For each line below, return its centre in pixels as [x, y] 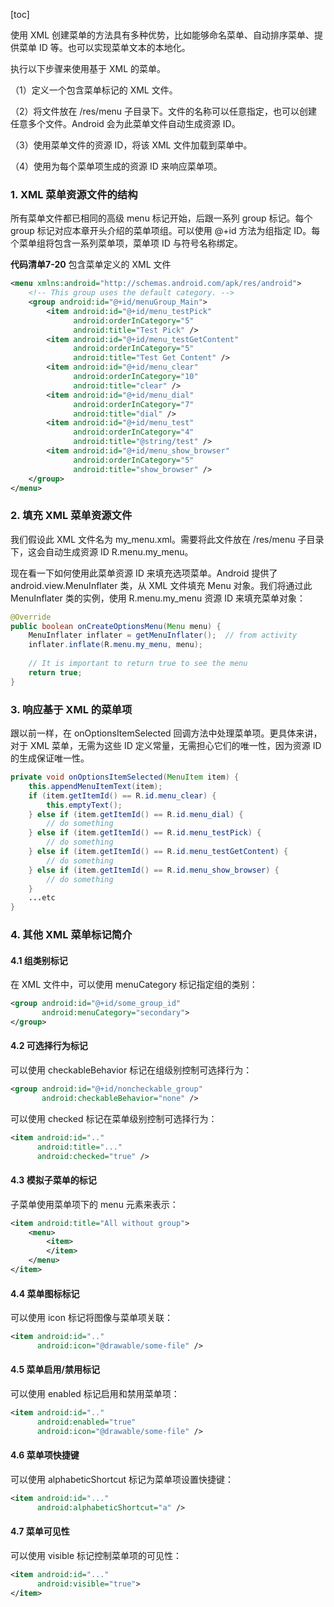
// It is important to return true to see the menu [138, 664]
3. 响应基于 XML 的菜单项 [71, 709]
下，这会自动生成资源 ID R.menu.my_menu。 [102, 551]
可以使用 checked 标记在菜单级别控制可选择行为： [114, 1118]
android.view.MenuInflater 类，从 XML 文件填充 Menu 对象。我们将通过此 [161, 585]
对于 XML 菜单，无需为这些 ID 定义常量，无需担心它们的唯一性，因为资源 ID [166, 746]
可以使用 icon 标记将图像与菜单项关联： [91, 1318]
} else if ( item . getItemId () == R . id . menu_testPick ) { [145, 833]
